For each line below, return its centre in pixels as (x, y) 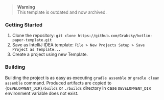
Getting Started (24, 25)
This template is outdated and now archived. (62, 12)
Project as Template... (36, 50)
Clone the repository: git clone (44, 36)
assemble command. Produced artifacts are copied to (58, 83)
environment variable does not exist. (42, 93)
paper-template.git (32, 40)
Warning (26, 7)
